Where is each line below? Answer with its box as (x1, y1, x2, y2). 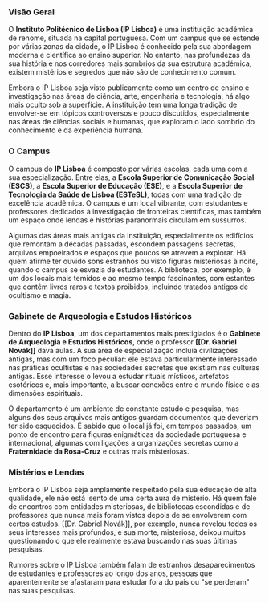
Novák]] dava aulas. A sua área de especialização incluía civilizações (8, 345, 238, 355)
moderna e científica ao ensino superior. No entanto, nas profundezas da (8, 51, 251, 60)
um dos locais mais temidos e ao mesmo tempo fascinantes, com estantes (8, 273, 255, 283)
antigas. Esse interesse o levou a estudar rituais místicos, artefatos (8, 371, 230, 381)
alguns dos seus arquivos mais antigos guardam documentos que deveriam (8, 412, 259, 422)
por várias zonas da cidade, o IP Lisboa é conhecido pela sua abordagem (8, 42, 251, 51)
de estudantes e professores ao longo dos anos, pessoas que (8, 568, 213, 578)
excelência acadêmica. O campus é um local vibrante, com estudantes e (8, 198, 248, 207)
